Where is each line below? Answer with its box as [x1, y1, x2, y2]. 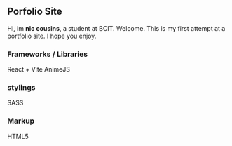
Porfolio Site [7, 6, 62, 18]
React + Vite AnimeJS [7, 65, 70, 74]
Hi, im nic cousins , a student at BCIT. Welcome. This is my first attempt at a [7, 24, 226, 32]
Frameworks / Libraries [7, 49, 88, 59]
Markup [7, 116, 35, 126]
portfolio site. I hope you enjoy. [7, 32, 97, 40]
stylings [7, 83, 36, 93]
